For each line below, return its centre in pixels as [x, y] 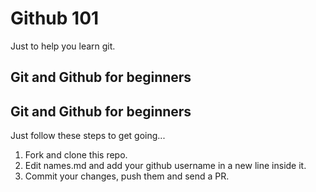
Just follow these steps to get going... [88, 136]
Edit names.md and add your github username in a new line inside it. [165, 166]
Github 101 [55, 18]
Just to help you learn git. [63, 46]
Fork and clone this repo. [76, 155]
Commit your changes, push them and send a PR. [127, 176]
